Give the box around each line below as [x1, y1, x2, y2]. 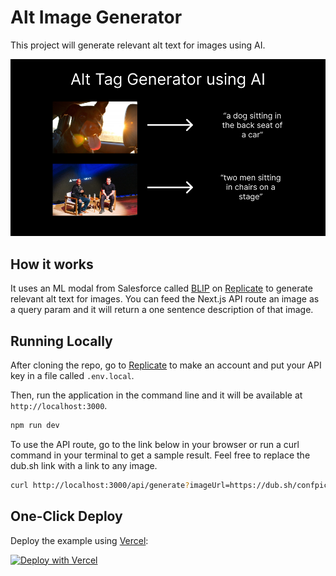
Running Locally [10, 332, 113, 350]
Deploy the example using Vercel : [10, 534, 149, 546]
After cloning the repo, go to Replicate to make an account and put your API [10, 359, 322, 371]
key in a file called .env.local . [10, 370, 135, 382]
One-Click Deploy [10, 508, 123, 525]
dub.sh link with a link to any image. [10, 459, 158, 471]
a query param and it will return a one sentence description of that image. [10, 304, 314, 316]
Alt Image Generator [10, 6, 183, 29]
